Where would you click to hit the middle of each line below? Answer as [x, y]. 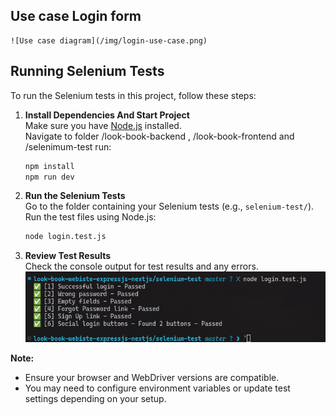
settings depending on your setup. [95, 398]
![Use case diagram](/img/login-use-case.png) [109, 40]
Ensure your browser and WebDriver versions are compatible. [152, 377]
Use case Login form [76, 16]
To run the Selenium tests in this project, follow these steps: [133, 95]
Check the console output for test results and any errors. [141, 266]
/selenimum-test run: [68, 146]
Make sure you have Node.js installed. [103, 125]
